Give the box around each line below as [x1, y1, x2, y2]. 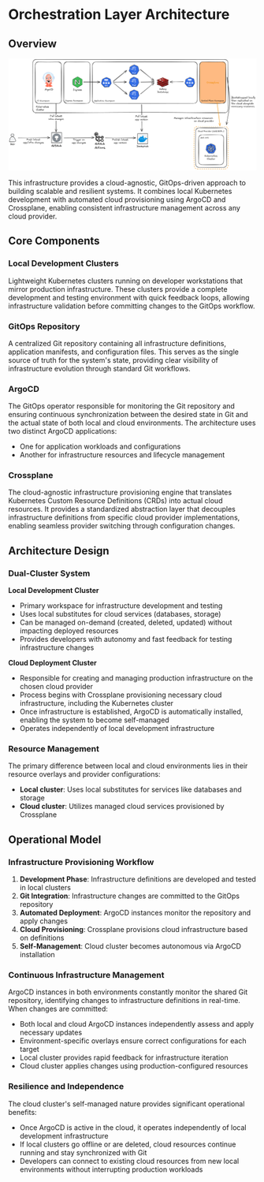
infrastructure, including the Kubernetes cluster [19, 699, 174, 708]
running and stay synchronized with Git [19, 1147, 147, 1157]
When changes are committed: [8, 1004, 109, 1014]
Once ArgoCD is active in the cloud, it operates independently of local [19, 1122, 247, 1132]
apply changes [19, 916, 69, 926]
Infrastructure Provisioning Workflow [8, 856, 154, 867]
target [19, 1045, 39, 1054]
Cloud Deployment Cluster [8, 658, 97, 668]
